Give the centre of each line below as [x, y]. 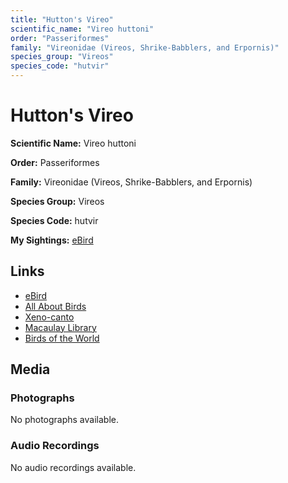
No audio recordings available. [73, 467]
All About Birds [55, 306]
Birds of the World [62, 338]
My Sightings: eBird [52, 240]
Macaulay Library [60, 327]
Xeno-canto [49, 317]
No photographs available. [64, 420]
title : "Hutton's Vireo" [62, 19]
